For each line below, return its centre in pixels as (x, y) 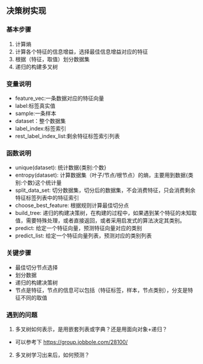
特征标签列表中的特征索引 (47, 198)
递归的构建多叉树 (36, 67)
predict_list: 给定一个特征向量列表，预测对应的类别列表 (83, 236)
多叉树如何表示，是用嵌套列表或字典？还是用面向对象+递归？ (91, 329)
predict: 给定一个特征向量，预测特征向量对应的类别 (78, 228)
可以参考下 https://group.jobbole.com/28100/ (72, 342)
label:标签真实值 (35, 105)
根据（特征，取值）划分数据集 (52, 59)
